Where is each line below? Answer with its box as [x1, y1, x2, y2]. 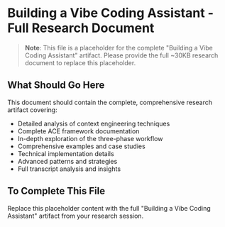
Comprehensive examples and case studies [17, 142, 146, 150]
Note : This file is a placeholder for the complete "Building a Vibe [24, 43, 213, 52]
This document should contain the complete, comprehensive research [7, 98, 213, 106]
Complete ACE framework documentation [17, 126, 140, 135]
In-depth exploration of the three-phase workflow [17, 134, 163, 143]
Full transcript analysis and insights [17, 165, 121, 173]
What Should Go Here [7, 79, 105, 92]
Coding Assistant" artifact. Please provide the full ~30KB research [24, 51, 219, 60]
